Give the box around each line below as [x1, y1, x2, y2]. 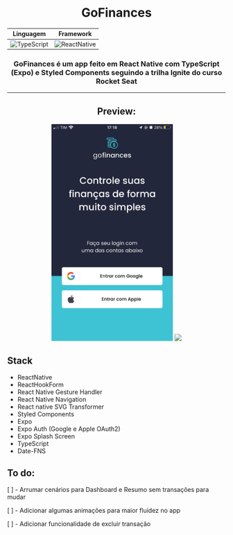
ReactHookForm [17, 380, 64, 389]
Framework [58, 30, 92, 38]
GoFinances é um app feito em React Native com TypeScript [13, 59, 220, 69]
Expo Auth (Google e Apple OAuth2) [17, 425, 121, 433]
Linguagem [12, 30, 46, 38]
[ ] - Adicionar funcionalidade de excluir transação [7, 519, 151, 528]
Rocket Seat [96, 76, 137, 86]
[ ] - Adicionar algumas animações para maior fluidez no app [7, 506, 181, 514]
